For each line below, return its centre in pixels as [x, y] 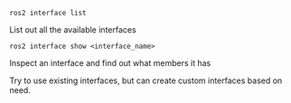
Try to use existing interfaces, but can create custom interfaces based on [146, 80]
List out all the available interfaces [73, 30]
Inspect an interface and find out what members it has [110, 63]
